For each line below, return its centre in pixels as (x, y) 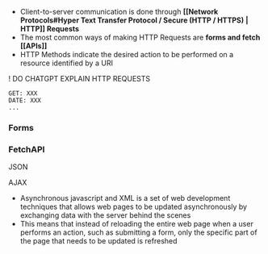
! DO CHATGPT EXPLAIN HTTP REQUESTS (80, 79)
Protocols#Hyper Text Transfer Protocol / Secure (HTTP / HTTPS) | (134, 20)
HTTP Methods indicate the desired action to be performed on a (127, 54)
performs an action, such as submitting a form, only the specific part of (138, 232)
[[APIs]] (33, 46)
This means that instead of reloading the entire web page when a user (137, 224)
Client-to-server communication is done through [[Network (119, 12)
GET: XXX (23, 94)
